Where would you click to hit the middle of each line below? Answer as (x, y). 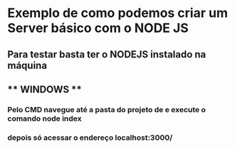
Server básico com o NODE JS (98, 28)
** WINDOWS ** (45, 89)
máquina (27, 65)
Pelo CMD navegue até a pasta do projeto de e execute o (107, 109)
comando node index (45, 118)
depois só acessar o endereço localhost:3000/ (90, 138)
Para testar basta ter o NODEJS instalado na (107, 54)
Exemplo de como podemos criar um (117, 13)
